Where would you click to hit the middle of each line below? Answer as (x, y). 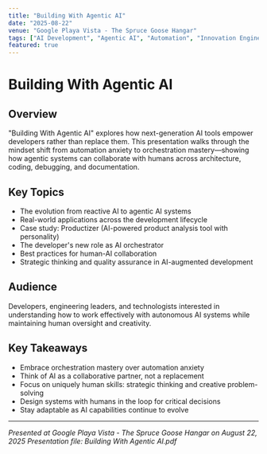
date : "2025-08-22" (41, 23)
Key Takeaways (48, 348)
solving (32, 393)
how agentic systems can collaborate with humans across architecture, (125, 159)
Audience (33, 287)
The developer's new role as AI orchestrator (92, 245)
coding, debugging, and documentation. (74, 167)
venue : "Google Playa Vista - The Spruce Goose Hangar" (103, 30)
